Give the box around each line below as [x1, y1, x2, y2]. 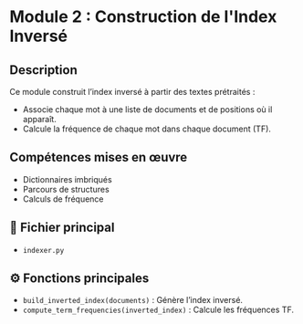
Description [9, 62, 78, 78]
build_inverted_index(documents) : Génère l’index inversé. [22, 295, 244, 306]
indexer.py [22, 246, 65, 255]
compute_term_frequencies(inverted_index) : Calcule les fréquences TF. [22, 304, 295, 316]
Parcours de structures [22, 183, 110, 194]
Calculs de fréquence [22, 193, 104, 204]
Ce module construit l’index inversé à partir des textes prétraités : [9, 87, 256, 97]
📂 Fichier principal [9, 220, 115, 235]
